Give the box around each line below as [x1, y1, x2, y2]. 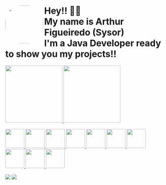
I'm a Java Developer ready [44, 38, 161, 49]
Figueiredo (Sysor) [44, 27, 124, 38]
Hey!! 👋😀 [44, 5, 81, 17]
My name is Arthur [44, 16, 124, 27]
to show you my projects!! [5, 48, 117, 60]
